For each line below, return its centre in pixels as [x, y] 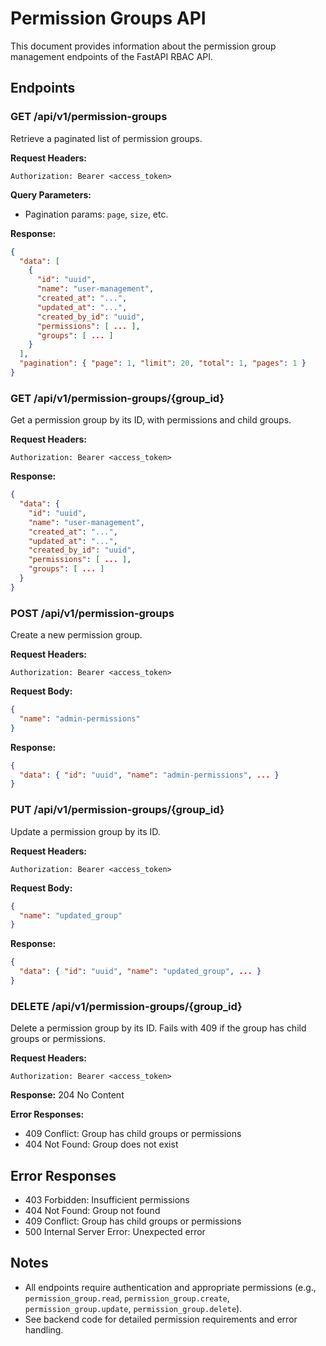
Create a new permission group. [76, 635]
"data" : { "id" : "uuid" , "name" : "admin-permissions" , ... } [149, 775]
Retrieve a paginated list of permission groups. [106, 138]
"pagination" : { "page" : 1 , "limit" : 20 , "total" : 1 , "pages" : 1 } [163, 363]
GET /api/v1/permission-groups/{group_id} [117, 398]
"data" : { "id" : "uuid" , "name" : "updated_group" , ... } [140, 972]
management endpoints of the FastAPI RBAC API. [112, 56]
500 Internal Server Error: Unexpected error [115, 1231]
